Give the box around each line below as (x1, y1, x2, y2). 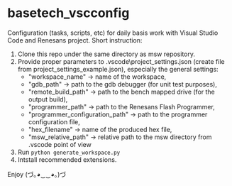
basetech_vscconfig (7, 5, 130, 21)
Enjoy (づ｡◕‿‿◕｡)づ (7, 170, 67, 178)
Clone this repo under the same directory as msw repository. (17, 50, 196, 58)
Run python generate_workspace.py (17, 148, 121, 156)
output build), (28, 94, 68, 104)
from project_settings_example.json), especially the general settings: (17, 65, 219, 73)
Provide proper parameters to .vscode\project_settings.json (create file (17, 57, 225, 65)
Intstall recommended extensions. (17, 155, 117, 164)
